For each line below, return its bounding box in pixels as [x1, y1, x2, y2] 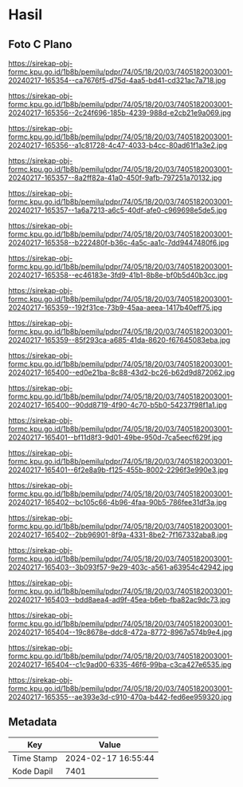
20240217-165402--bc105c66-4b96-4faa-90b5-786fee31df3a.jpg [8, 498, 227, 507]
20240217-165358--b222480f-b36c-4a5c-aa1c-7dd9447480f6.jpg [8, 238, 229, 247]
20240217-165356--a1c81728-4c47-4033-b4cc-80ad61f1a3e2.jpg [8, 141, 228, 149]
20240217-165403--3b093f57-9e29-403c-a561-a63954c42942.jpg [8, 562, 233, 572]
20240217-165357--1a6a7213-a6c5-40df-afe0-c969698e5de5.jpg [8, 205, 227, 215]
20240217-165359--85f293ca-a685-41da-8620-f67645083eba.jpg [8, 336, 231, 344]
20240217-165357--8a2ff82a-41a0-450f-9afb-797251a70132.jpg [8, 173, 222, 182]
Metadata [8, 715, 57, 729]
